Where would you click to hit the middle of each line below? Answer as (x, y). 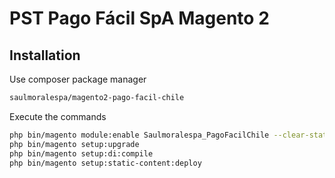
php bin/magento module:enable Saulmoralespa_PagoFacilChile (139, 135)
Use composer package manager (78, 79)
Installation (45, 55)
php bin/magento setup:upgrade (74, 144)
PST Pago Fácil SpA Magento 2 (139, 18)
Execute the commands (58, 116)
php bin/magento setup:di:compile (81, 153)
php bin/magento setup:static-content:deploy (105, 163)
